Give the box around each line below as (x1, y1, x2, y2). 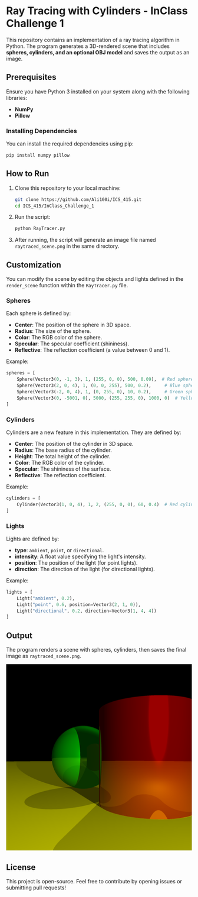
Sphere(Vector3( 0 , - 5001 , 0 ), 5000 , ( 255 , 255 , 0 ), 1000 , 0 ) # (16, 395, 178, 401)
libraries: (6, 94, 28, 101)
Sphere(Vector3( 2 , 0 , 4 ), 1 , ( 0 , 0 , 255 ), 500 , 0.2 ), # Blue (16, 383, 181, 388)
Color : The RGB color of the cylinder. (14, 459, 105, 467)
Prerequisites (6, 72, 57, 82)
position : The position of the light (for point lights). (14, 559, 138, 566)
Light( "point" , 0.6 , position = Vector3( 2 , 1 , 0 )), (16, 601, 141, 607)
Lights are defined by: (6, 535, 60, 542)
